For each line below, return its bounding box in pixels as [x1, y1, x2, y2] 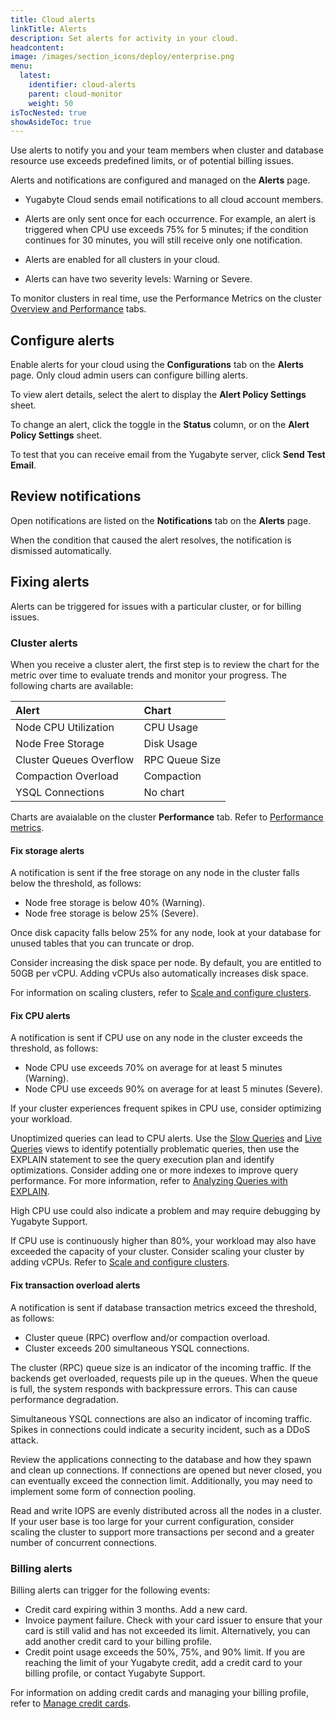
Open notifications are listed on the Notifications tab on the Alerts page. [10, 514, 312, 526]
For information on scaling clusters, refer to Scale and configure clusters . [10, 987, 312, 999]
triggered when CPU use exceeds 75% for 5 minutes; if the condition [24, 224, 309, 236]
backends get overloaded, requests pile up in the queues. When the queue [10, 1372, 318, 1384]
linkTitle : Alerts [10, 24, 87, 34]
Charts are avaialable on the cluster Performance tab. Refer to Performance [10, 811, 324, 823]
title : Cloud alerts [10, 14, 97, 25]
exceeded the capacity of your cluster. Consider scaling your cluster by [10, 1246, 305, 1258]
